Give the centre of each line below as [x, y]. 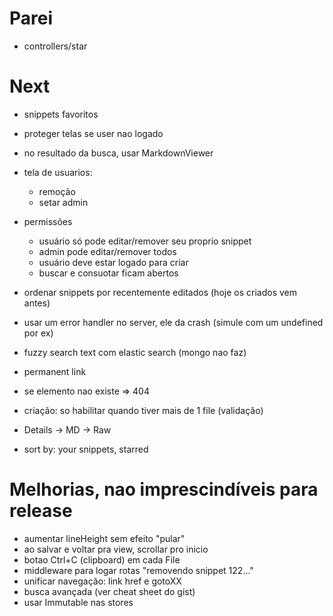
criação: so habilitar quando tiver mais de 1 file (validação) [143, 410]
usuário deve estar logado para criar [113, 262]
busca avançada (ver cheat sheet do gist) [109, 591]
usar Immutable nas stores [78, 602]
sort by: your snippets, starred [86, 449]
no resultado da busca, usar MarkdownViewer [118, 153]
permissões [48, 221]
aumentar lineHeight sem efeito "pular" [104, 538]
